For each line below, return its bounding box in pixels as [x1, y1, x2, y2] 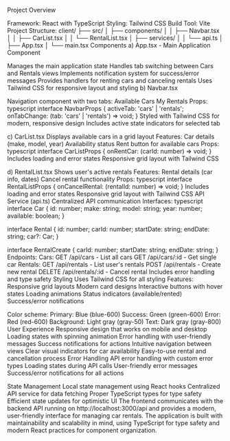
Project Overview [7, 6, 56, 14]
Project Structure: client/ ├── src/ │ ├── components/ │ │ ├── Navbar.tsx [7, 27, 220, 34]
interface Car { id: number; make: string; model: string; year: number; [7, 205, 203, 212]
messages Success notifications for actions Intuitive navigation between [7, 340, 212, 347]
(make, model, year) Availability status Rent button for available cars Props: [7, 140, 220, 147]
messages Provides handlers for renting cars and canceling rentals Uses [7, 76, 213, 85]
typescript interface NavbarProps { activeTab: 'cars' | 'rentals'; [7, 105, 184, 112]
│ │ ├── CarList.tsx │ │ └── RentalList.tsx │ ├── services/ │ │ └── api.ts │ [7, 34, 223, 42]
